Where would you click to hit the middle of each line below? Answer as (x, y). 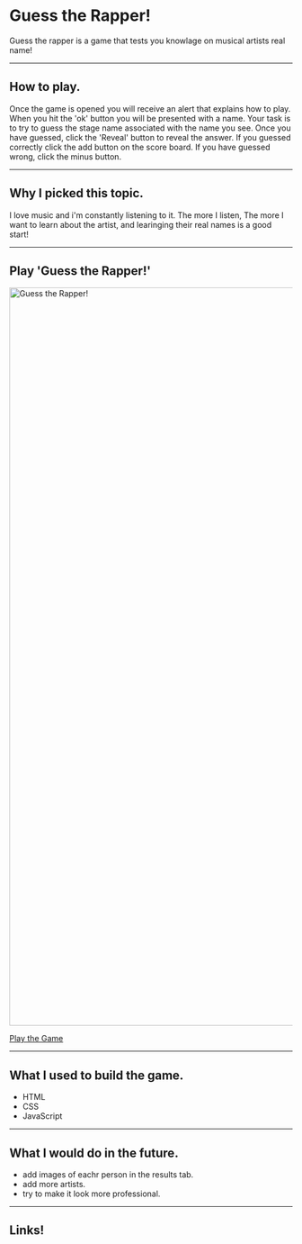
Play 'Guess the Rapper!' (80, 271)
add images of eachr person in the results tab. (108, 1175)
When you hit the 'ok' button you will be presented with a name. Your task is (150, 118)
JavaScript (42, 1116)
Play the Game (36, 1039)
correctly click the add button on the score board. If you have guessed (140, 147)
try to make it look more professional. (91, 1194)
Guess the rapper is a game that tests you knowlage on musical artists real (147, 41)
